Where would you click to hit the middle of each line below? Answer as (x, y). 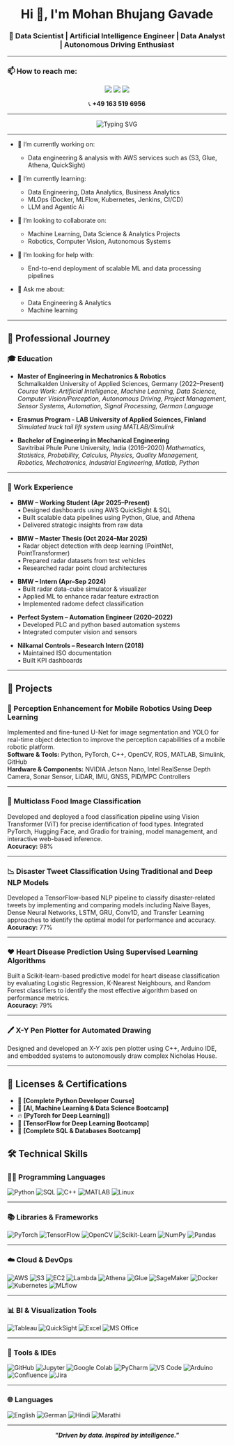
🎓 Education (30, 359)
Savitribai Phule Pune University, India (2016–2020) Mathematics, (111, 448)
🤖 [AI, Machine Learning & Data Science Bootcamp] (93, 1108)
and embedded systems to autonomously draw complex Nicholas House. (112, 1056)
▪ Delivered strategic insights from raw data (80, 525)
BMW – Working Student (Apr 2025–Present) (84, 502)
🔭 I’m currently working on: (56, 144)
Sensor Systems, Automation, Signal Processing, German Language (115, 406)
